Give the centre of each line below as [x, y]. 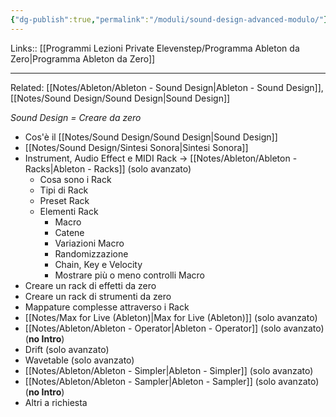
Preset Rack [64, 200]
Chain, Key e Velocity [98, 264]
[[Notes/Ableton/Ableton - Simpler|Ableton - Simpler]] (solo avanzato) [169, 370]
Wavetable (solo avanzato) [79, 360]
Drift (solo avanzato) [67, 349]
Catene [69, 232]
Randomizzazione [91, 253]
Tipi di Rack [64, 190]
